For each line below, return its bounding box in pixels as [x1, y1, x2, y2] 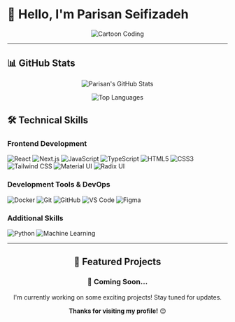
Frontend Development [7, 139, 87, 149]
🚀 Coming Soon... [87, 277, 148, 287]
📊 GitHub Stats [7, 58, 76, 69]
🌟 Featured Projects [73, 256, 162, 268]
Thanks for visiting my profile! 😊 [69, 307, 166, 315]
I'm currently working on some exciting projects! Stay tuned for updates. [13, 293, 222, 301]
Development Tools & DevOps [7, 180, 111, 189]
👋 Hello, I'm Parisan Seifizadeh [7, 6, 189, 22]
